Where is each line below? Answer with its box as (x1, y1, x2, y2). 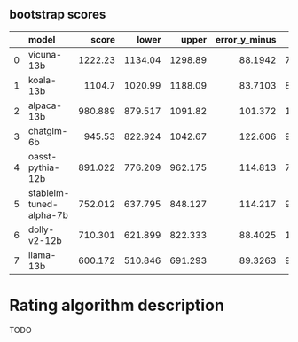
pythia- (27, 161, 60, 174)
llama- (27, 248, 57, 260)
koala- (27, 74, 57, 86)
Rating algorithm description (9, 296, 224, 315)
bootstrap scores (9, 7, 106, 22)
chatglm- (27, 124, 68, 136)
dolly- (27, 223, 55, 236)
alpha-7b (27, 208, 69, 221)
